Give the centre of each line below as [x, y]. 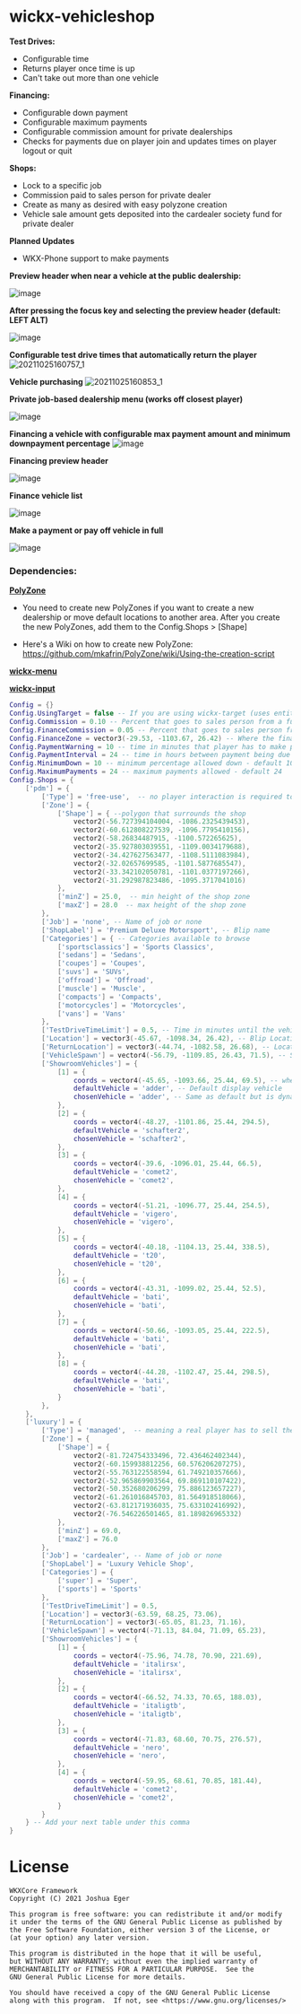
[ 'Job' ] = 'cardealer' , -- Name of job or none [132, 1556]
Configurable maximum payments [85, 122]
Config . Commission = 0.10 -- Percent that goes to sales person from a [146, 721]
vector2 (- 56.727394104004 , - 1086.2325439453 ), [162, 822]
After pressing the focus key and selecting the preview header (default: [145, 310]
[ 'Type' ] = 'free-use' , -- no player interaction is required [162, 797]
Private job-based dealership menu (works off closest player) [126, 399]
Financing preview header [59, 460]
